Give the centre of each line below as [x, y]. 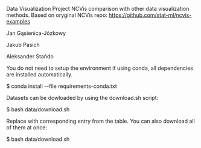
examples [18, 21]
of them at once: [27, 128]
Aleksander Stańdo [30, 56]
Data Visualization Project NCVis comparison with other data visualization [98, 9]
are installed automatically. [40, 74]
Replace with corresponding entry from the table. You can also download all [101, 121]
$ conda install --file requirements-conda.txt [62, 86]
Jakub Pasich [23, 45]
